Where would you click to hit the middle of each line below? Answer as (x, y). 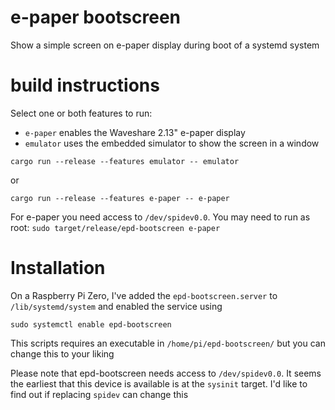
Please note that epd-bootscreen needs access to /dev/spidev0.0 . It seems (166, 373)
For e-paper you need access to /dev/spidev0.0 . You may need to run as (160, 217)
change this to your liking (62, 353)
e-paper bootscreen (96, 17)
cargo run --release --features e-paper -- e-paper (120, 198)
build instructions (85, 85)
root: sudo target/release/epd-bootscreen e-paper (115, 227)
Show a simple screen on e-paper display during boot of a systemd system (165, 45)
